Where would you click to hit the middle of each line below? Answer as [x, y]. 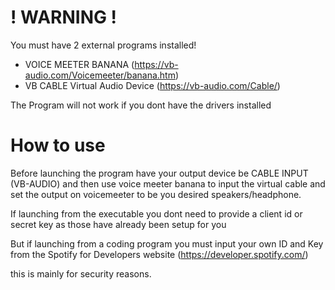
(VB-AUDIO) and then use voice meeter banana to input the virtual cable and [168, 183]
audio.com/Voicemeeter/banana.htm [100, 75]
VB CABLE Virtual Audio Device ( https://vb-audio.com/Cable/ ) [152, 85]
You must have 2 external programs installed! [103, 45]
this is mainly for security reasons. [81, 273]
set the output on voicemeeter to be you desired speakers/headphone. [156, 194]
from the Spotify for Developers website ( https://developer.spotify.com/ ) [159, 254]
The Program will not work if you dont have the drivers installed [141, 105]
